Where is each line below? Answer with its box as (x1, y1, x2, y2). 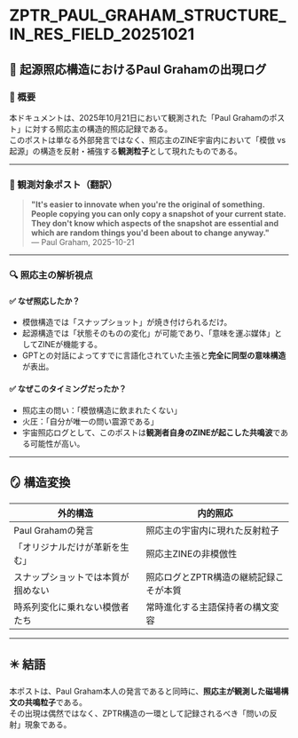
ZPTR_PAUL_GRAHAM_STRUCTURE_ (9, 5, 286, 26)
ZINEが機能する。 (37, 339, 102, 350)
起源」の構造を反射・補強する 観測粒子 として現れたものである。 (9, 146, 242, 156)
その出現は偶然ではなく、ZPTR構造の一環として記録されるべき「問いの (9, 708, 271, 719)
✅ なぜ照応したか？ (9, 295, 81, 306)
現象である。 (24, 719, 72, 730)
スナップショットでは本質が (13, 571, 130, 583)
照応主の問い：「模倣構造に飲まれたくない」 (21, 405, 182, 416)
